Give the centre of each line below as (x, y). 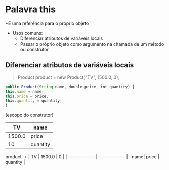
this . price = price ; (27, 96)
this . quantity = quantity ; (34, 101)
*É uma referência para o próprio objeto (47, 23)
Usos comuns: (28, 33)
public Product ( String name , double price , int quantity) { (70, 87)
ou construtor (34, 49)
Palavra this (31, 9)
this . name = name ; (25, 91)
